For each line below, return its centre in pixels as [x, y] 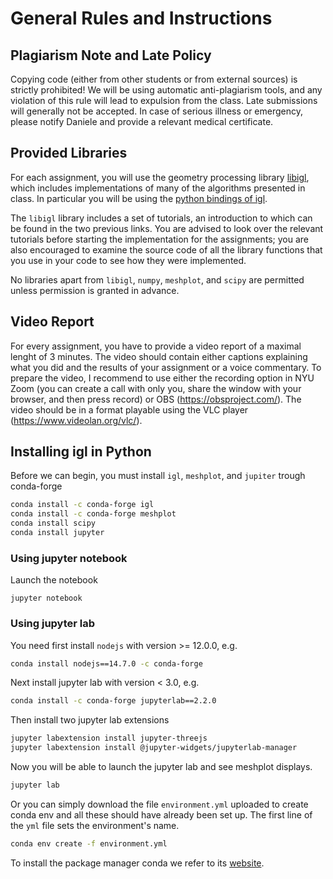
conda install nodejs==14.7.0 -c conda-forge [106, 663]
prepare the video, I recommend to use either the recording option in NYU [162, 378]
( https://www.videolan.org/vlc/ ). [76, 420]
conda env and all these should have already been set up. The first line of [161, 814]
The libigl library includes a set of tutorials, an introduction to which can [161, 218]
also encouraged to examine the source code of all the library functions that [166, 249]
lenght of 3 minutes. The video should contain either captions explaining [159, 356]
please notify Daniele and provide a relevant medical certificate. [142, 121]
